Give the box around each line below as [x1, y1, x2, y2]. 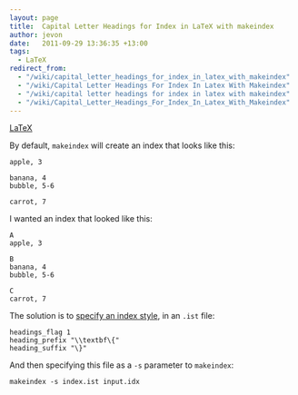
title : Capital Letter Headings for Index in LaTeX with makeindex [9, 22, 274, 31]
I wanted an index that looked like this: [9, 213, 153, 224]
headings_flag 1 [9, 328, 71, 337]
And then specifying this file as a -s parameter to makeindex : [9, 360, 234, 370]
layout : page [9, 13, 59, 23]
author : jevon [9, 30, 64, 39]
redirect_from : [9, 64, 67, 74]
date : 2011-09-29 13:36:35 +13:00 [9, 38, 148, 48]
